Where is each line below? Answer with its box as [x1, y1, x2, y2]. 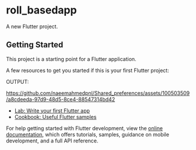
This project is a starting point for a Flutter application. [6, 55, 136, 62]
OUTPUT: [6, 78, 29, 85]
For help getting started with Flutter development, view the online [6, 124, 163, 132]
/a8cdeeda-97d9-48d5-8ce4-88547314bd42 [6, 96, 116, 103]
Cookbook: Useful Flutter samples [14, 113, 97, 120]
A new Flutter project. [6, 23, 58, 30]
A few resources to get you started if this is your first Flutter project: [6, 67, 169, 74]
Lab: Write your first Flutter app [14, 107, 90, 114]
